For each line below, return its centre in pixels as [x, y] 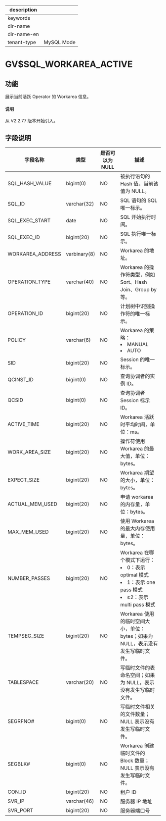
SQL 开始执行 [136, 217]
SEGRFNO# [21, 721]
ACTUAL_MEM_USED [33, 504]
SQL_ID [16, 204]
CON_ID [17, 792]
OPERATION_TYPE [29, 282]
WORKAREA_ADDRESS [34, 254]
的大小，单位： [138, 480]
